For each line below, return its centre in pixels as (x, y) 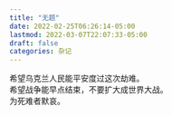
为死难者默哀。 (37, 101)
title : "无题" (35, 18)
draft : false (34, 43)
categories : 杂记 (41, 52)
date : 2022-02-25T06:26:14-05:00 (72, 26)
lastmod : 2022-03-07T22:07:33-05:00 (78, 34)
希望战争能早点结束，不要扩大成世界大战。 (89, 90)
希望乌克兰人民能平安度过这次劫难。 (77, 79)
